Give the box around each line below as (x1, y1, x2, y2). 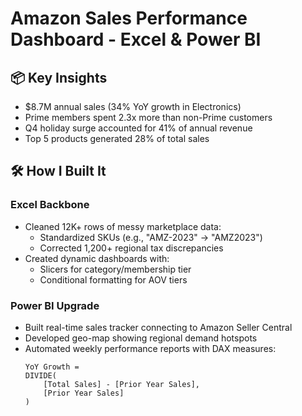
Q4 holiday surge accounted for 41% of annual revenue (24, 122, 253, 134)
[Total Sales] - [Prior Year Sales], (43, 379, 200, 389)
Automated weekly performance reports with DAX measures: (24, 342, 277, 354)
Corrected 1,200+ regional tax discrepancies (39, 242, 224, 254)
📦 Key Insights (10, 69, 108, 86)
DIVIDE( (24, 370, 57, 381)
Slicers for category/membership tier (39, 263, 192, 275)
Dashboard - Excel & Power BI (10, 28, 262, 51)
